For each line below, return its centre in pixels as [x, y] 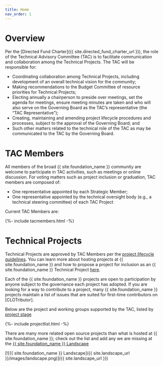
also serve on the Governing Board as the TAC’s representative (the [80, 108]
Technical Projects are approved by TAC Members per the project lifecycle [80, 254]
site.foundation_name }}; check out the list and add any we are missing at [79, 339]
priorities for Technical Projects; [44, 92]
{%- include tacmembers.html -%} [40, 221]
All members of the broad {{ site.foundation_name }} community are [73, 167]
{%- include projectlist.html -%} [37, 324]
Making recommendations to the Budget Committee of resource [76, 87]
